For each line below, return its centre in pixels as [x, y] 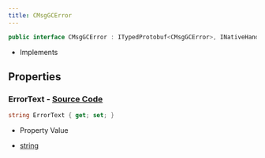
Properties [35, 77]
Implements [39, 52]
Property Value [44, 130]
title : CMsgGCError [40, 15]
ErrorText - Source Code [56, 99]
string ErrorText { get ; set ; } [61, 116]
